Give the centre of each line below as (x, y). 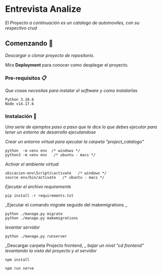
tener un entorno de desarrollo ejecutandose (50, 132)
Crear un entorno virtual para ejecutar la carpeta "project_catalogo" (75, 142)
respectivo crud (21, 28)
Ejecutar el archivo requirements (38, 187)
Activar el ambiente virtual (32, 164)
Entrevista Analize (43, 9)
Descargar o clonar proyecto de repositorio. (50, 55)
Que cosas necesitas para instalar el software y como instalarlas (71, 91)
